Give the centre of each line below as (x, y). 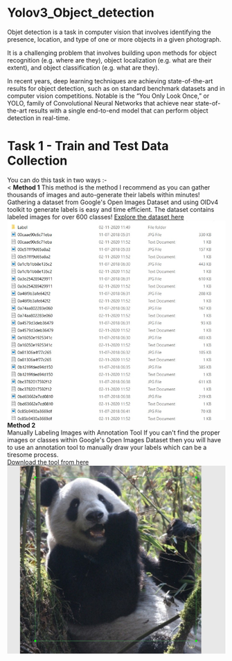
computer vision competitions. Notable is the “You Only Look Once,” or (108, 96)
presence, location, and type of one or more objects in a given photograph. (114, 39)
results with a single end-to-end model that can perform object (119, 110)
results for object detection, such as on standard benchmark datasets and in (116, 88)
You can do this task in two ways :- (57, 180)
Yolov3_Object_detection (81, 13)
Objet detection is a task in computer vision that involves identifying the (109, 32)
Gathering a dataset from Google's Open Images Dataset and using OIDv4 (113, 202)
